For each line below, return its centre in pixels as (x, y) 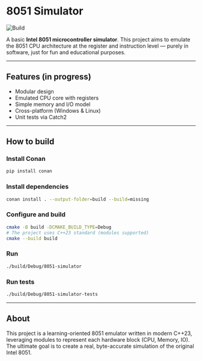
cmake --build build (32, 238)
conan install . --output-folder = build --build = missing (78, 199)
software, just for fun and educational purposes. (66, 52)
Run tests (20, 281)
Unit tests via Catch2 (41, 117)
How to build (30, 142)
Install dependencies (38, 187)
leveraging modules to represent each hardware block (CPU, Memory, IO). (98, 339)
